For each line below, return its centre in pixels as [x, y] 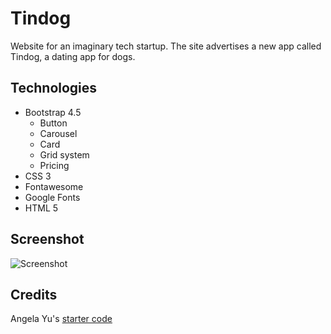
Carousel [58, 133]
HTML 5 [41, 208]
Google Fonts [52, 197]
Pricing [54, 165]
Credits [34, 294]
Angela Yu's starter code [61, 319]
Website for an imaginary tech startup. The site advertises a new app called [166, 46]
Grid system [64, 154]
